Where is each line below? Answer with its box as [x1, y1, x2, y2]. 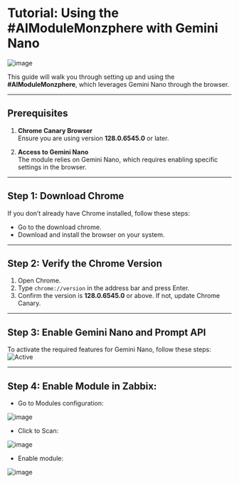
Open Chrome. [17, 276, 61, 285]
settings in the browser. [17, 162, 87, 171]
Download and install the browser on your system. [17, 230, 165, 239]
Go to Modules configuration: [17, 399, 105, 407]
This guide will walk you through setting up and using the [7, 73, 175, 81]
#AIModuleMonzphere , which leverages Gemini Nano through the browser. [7, 80, 230, 88]
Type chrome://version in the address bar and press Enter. [17, 284, 190, 292]
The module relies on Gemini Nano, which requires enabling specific [17, 155, 218, 164]
